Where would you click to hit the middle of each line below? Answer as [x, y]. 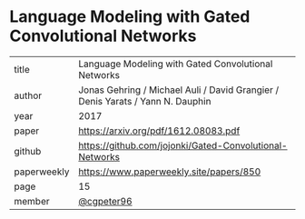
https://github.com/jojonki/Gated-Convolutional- [183, 145]
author [28, 95]
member [32, 201]
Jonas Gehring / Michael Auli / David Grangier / [179, 90]
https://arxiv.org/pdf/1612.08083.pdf [159, 131]
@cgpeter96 [106, 201]
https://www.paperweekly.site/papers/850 [170, 172]
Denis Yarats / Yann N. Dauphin [145, 101]
